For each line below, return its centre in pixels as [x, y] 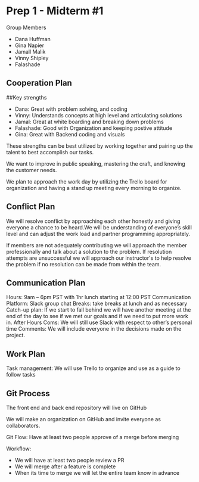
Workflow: [19, 449]
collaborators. [23, 425]
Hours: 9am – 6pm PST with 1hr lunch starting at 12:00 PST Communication [99, 297]
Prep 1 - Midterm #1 [55, 11]
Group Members [26, 27]
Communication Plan [46, 283]
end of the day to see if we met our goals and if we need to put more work [97, 316]
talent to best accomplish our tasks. [50, 152]
